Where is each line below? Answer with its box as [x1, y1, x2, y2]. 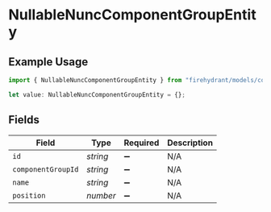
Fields [8, 113, 40, 127]
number [85, 189, 116, 201]
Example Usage [8, 55, 89, 69]
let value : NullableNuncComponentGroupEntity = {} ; [8, 90, 186, 98]
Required [123, 137, 160, 148]
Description [166, 137, 214, 148]
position [12, 191, 46, 200]
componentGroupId [12, 164, 79, 174]
